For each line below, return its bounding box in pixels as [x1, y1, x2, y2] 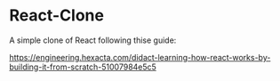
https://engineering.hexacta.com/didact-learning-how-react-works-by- [9, 52, 271, 62]
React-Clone [9, 5, 105, 26]
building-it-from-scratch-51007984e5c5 [9, 61, 157, 72]
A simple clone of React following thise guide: [9, 35, 177, 45]
